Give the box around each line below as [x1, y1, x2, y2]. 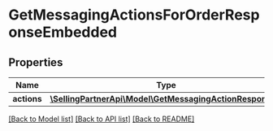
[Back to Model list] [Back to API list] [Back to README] [8, 114, 195, 124]
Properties [8, 55, 63, 69]
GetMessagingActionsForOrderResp [8, 6, 260, 24]
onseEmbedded [8, 23, 118, 41]
